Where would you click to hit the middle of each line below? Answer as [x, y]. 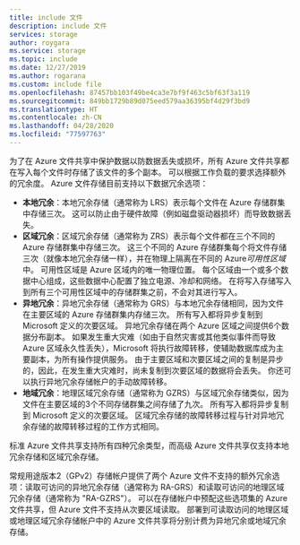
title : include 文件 [46, 17]
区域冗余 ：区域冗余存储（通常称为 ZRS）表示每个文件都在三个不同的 [149, 236]
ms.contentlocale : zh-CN [56, 117]
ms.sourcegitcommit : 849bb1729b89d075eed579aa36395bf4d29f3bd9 [130, 101]
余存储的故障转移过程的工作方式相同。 [93, 426]
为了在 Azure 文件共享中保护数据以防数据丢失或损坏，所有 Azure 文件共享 [146, 160]
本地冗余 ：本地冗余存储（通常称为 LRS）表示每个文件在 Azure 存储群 [150, 202]
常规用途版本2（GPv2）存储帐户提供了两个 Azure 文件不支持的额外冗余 [141, 475]
